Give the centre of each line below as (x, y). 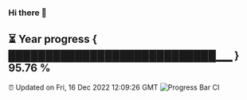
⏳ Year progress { (53, 39)
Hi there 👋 (28, 13)
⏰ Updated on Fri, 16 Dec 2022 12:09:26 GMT (83, 87)
